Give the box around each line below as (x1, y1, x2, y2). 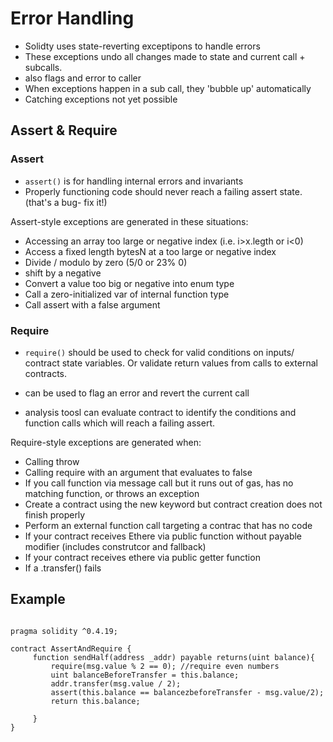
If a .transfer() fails (24, 562, 102, 574)
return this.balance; (50, 696, 141, 706)
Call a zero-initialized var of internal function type (24, 288, 230, 300)
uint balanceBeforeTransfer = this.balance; (50, 670, 240, 680)
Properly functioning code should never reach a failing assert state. (24, 185, 303, 197)
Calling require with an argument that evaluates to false (24, 466, 253, 478)
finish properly (24, 508, 86, 521)
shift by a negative (24, 267, 102, 279)
